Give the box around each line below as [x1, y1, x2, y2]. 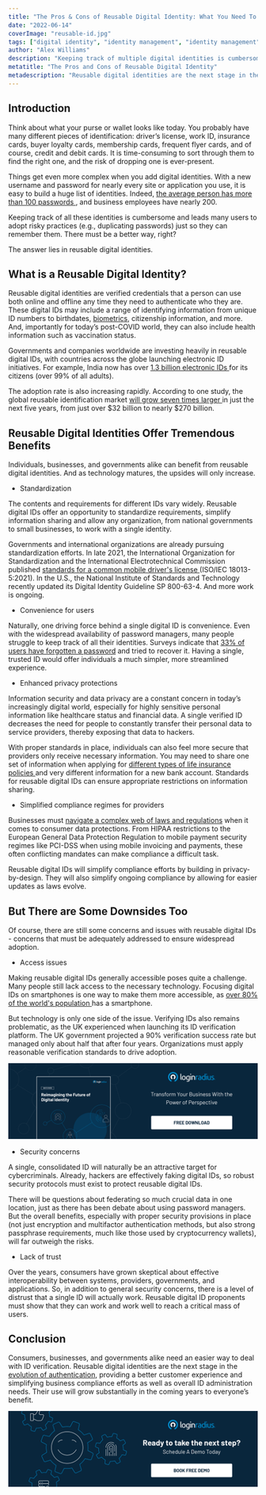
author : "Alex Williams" [8, 46, 90, 55]
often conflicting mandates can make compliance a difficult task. [8, 849, 219, 859]
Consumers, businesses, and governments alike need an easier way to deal [8, 1353, 255, 1363]
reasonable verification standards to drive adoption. [8, 1047, 177, 1057]
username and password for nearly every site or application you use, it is [8, 180, 246, 189]
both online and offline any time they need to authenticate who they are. [8, 297, 243, 307]
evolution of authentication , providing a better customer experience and [8, 1370, 243, 1379]
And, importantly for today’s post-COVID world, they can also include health [8, 322, 256, 332]
